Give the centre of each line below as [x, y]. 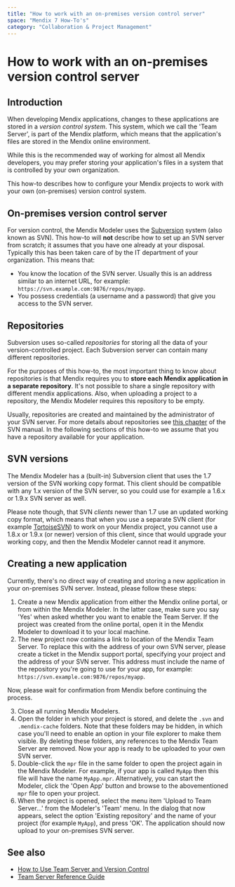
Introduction [35, 102]
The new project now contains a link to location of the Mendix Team [115, 639]
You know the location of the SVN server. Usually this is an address [115, 274]
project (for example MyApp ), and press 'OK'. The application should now [121, 823]
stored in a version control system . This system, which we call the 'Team [112, 126]
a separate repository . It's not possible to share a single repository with [111, 386]
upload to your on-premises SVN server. [76, 830]
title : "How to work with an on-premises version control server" [106, 14]
